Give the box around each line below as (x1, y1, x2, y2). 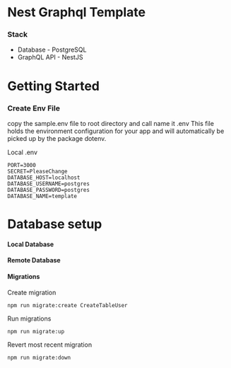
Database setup (7, 217, 102, 232)
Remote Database (7, 256, 61, 265)
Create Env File (7, 103, 60, 113)
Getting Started (7, 78, 100, 94)
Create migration (7, 288, 57, 297)
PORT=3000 (7, 161, 37, 168)
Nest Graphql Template (7, 4, 146, 21)
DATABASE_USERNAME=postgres (7, 180, 90, 188)
